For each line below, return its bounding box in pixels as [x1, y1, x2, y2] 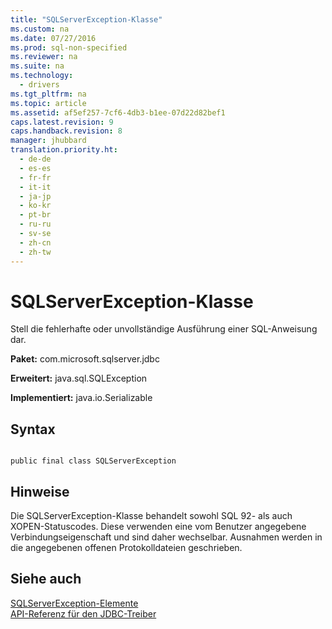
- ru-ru [19, 219, 52, 230]
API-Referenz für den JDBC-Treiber [10, 607, 157, 620]
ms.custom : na [10, 24, 70, 34]
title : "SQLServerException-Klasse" [10, 14, 163, 25]
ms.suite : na [10, 61, 65, 71]
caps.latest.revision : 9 [10, 117, 114, 127]
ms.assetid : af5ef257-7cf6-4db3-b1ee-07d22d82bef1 [10, 107, 226, 118]
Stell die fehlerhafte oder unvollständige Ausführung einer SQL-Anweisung [10, 323, 318, 335]
